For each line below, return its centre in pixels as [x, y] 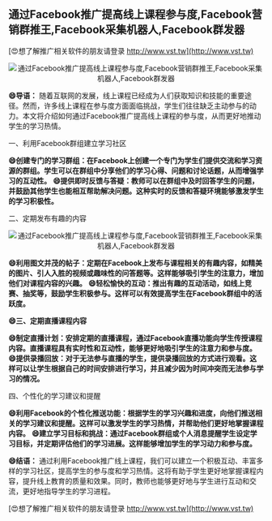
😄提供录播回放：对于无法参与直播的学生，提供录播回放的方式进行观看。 [129, 358]
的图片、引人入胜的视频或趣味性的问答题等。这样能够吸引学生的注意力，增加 [136, 273]
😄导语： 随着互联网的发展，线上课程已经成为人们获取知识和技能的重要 [127, 95]
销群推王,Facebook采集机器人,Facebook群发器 [127, 30]
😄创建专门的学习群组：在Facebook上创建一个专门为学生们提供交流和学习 [132, 160]
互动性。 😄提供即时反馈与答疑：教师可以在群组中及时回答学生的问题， [140, 180]
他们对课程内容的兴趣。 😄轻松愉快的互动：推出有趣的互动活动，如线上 [127, 283]
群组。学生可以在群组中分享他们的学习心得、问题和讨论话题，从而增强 [139, 170]
